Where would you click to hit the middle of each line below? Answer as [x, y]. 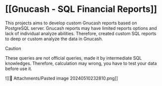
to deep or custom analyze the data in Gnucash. [54, 39]
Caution [13, 48]
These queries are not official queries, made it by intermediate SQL [74, 58]
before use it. [19, 69]
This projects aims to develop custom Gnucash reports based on [71, 23]
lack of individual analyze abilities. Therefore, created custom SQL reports [81, 33]
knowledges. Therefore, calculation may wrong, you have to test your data [81, 63]
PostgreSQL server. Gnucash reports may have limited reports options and [81, 28]
